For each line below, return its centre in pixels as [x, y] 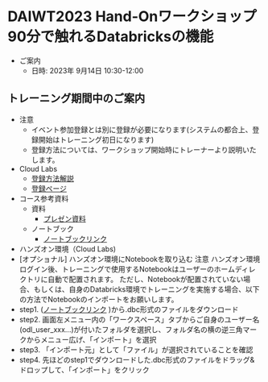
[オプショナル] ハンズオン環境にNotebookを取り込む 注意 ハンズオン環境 [140, 259]
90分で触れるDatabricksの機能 [111, 37]
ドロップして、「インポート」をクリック [84, 370]
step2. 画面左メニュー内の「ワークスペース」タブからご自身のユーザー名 [139, 319]
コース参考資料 [44, 198]
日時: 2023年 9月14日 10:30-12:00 [87, 70]
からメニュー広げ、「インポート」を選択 [91, 339]
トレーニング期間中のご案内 [76, 99]
